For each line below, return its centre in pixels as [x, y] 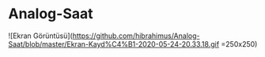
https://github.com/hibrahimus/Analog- [136, 36]
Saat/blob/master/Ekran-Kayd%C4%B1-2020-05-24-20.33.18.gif [114, 44]
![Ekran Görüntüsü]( [40, 36]
